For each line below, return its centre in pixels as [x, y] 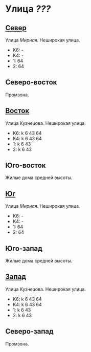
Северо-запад [29, 331]
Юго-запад [24, 248]
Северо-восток [31, 82]
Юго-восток [26, 166]
